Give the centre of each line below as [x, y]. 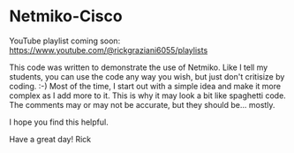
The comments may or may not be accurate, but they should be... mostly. [142, 104]
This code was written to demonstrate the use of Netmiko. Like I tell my [139, 67]
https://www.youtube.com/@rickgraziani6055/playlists [109, 50]
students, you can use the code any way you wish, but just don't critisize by [147, 76]
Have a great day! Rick [50, 139]
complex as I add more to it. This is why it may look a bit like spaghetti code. [148, 96]
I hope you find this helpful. [59, 122]
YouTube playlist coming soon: [65, 41]
